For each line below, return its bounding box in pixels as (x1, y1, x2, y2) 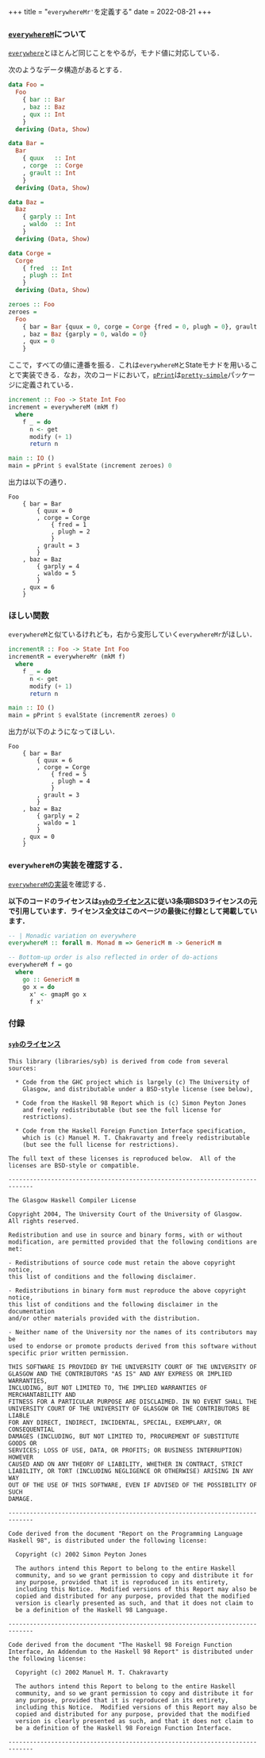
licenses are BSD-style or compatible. (8, 1161, 140, 1169)
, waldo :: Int (22, 221, 77, 229)
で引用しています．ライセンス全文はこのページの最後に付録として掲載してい (8, 906, 258, 915)
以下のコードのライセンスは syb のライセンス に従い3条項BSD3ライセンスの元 (8, 896, 258, 906)
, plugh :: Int (22, 271, 73, 279)
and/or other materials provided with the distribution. (8, 1314, 201, 1322)
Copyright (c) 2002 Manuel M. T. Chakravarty (15, 1668, 169, 1676)
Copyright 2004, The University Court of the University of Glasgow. (8, 1210, 244, 1218)
